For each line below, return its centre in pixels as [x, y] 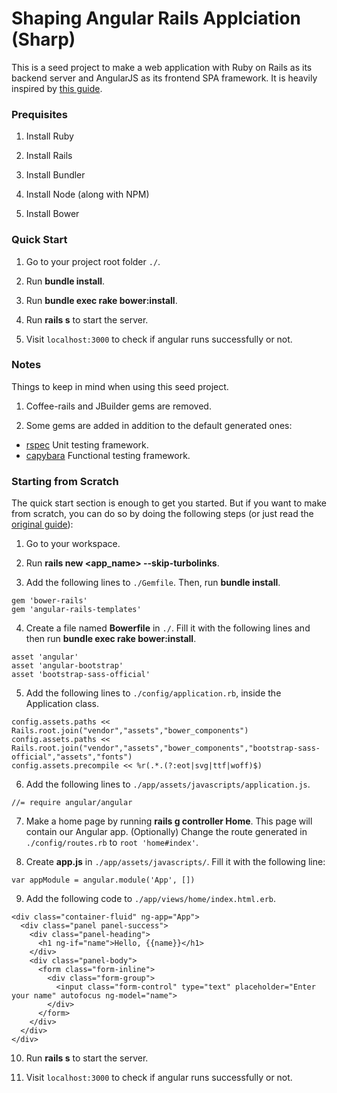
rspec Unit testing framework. [87, 444]
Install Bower [52, 214]
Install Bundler [55, 175]
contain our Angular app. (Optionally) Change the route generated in [166, 832]
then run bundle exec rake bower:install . [111, 639]
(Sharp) [43, 39]
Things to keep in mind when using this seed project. [120, 386]
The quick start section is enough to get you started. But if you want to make [169, 503]
